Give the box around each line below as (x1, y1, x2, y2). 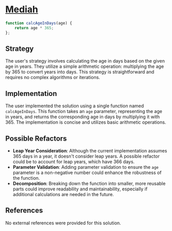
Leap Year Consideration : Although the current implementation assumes (12, 148, 167, 153)
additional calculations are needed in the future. (12, 191, 114, 197)
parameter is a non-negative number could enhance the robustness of (12, 169, 162, 176)
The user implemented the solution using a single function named (5, 103, 144, 109)
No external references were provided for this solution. (5, 220, 122, 226)
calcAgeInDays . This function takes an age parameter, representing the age (5, 108, 163, 114)
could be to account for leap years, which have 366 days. (12, 159, 135, 165)
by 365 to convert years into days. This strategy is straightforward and (5, 69, 155, 75)
